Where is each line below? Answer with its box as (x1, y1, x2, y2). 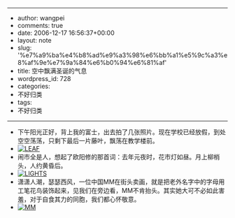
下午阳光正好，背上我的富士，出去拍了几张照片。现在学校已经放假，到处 (17, 128, 226, 136)
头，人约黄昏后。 (17, 161, 67, 170)
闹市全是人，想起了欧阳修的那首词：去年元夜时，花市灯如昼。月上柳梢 (17, 153, 220, 161)
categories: (17, 82, 50, 90)
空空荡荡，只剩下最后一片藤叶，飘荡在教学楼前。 (17, 137, 159, 145)
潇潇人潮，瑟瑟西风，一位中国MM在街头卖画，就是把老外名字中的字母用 (17, 177, 225, 186)
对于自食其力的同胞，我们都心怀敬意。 (29, 195, 141, 203)
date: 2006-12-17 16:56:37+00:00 (17, 29, 115, 37)
